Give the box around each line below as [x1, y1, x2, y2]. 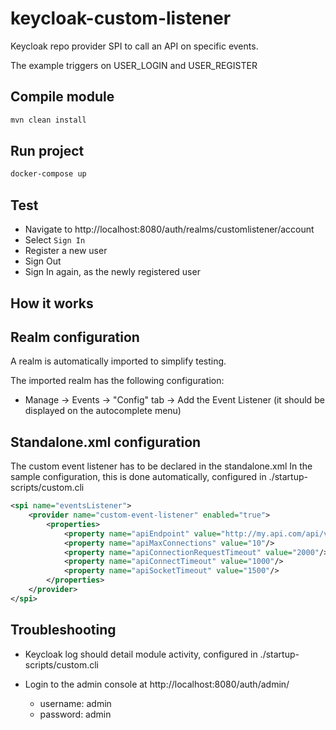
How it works [10, 295, 94, 312]
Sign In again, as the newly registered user [24, 266, 201, 278]
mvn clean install [10, 115, 87, 125]
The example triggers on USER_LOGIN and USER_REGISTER [10, 59, 258, 71]
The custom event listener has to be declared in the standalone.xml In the [10, 460, 313, 472]
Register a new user [24, 245, 108, 257]
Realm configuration [10, 328, 140, 346]
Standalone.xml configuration [10, 433, 202, 451]
